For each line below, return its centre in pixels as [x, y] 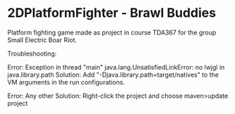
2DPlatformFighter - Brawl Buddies [112, 13]
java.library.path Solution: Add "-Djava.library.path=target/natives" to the [113, 75]
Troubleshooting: [32, 53]
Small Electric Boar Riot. [42, 39]
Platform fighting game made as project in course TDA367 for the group [112, 32]
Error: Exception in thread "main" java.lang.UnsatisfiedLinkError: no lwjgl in [116, 67]
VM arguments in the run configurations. [66, 82]
